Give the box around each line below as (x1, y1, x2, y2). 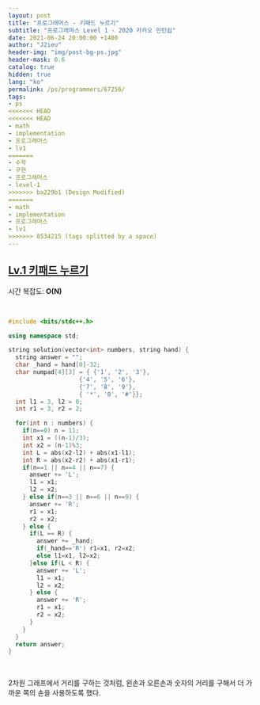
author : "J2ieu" (8, 41, 62, 49)
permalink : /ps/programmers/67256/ (8, 85, 126, 93)
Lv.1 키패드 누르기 (8, 264, 89, 277)
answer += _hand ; (36, 537, 93, 545)
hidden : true (8, 70, 51, 78)
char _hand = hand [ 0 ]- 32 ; (15, 361, 101, 369)
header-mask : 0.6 (8, 56, 66, 64)
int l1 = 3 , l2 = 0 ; (15, 398, 83, 406)
